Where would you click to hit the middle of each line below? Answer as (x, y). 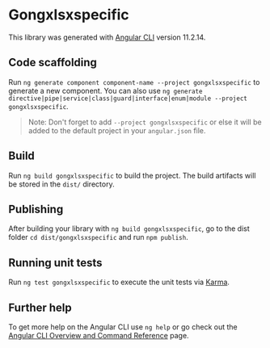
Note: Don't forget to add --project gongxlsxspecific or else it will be (145, 122)
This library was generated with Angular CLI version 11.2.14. (107, 37)
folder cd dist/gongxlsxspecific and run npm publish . (98, 237)
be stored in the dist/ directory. (61, 184)
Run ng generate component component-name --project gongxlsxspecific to (134, 82)
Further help (40, 307)
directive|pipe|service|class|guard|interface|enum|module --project (128, 99)
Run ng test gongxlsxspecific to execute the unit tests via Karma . (119, 282)
